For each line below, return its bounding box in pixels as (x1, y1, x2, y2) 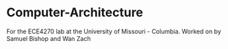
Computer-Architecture (6, 5, 144, 20)
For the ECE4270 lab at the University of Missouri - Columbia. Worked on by (6, 27, 222, 35)
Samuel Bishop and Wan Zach (6, 34, 91, 42)
